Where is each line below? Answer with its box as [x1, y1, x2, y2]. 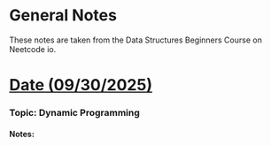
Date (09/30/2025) [9, 75, 153, 96]
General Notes [9, 5, 118, 26]
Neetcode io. [9, 43, 57, 54]
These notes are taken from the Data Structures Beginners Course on [9, 35, 263, 45]
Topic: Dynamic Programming [9, 107, 140, 119]
